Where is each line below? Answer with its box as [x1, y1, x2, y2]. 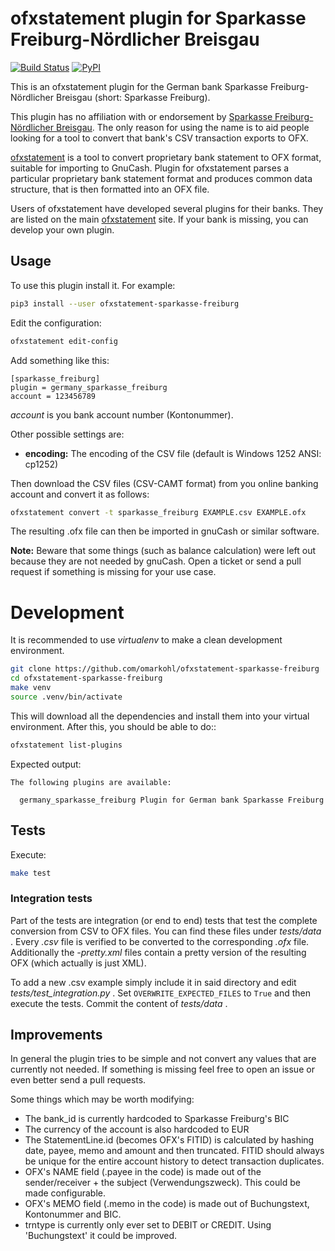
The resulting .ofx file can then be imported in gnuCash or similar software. [10, 525, 320, 537]
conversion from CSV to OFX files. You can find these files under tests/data [10, 925, 322, 937]
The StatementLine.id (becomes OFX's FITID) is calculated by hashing [24, 1134, 315, 1146]
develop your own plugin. [10, 223, 115, 236]
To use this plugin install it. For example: [10, 279, 176, 291]
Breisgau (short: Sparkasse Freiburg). [55, 91, 211, 103]
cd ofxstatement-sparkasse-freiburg [10, 673, 163, 684]
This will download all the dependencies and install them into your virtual [10, 710, 310, 722]
